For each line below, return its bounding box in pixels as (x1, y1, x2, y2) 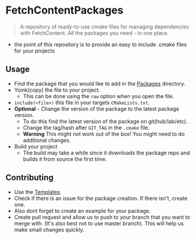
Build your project (14, 143, 58, 150)
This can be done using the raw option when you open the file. (22, 92, 175, 99)
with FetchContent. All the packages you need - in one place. (19, 29, 169, 36)
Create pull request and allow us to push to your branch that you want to (14, 214, 190, 221)
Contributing (5, 173, 54, 183)
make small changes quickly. (14, 226, 84, 233)
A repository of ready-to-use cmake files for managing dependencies (19, 23, 190, 30)
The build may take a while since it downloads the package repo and (22, 149, 190, 156)
